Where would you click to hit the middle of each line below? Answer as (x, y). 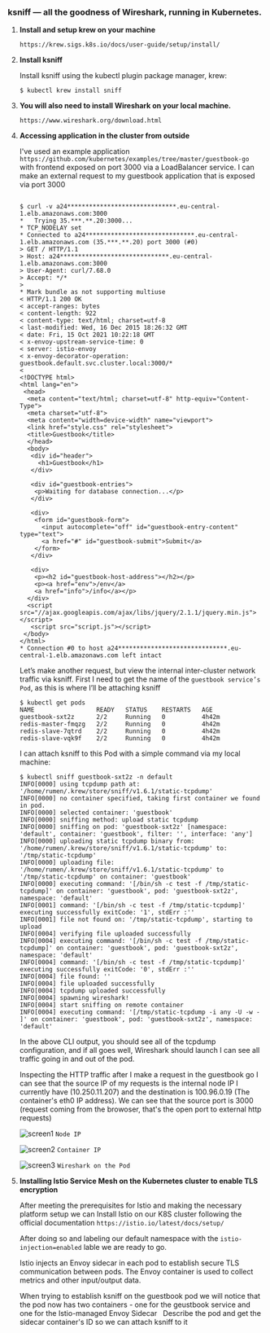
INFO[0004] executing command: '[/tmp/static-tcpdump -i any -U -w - (140, 1012)
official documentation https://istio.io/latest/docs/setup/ (122, 1223)
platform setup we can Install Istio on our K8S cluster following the (131, 1214)
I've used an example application (74, 151)
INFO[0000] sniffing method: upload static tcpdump (109, 820)
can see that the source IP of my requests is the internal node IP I (129, 1083)
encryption (39, 1190)
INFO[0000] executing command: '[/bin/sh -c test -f (111, 884)
